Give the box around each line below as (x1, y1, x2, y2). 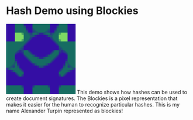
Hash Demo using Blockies (6, 4, 139, 18)
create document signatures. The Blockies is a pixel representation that (6, 95, 178, 102)
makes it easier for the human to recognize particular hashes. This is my (6, 101, 180, 108)
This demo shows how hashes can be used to (77, 88, 188, 95)
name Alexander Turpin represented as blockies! (6, 107, 123, 114)
